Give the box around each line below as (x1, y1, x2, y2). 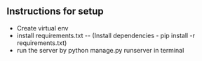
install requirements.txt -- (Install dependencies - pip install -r (16, 31, 196, 40)
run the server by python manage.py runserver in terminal (16, 46, 184, 54)
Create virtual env (16, 24, 69, 32)
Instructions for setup (6, 6, 105, 17)
